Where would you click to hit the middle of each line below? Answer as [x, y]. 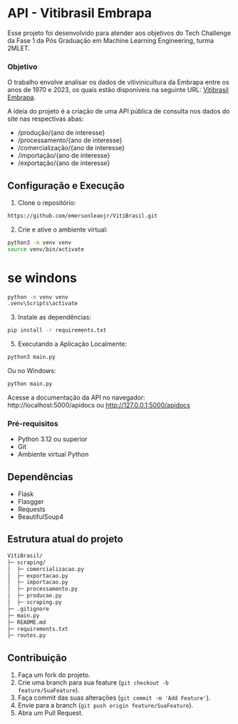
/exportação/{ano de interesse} [64, 163]
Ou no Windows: [32, 371]
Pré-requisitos [33, 423]
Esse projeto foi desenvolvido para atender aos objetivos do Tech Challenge [119, 33]
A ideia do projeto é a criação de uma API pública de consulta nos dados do [119, 111]
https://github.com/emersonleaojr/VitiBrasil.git [83, 216]
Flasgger [31, 502]
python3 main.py [31, 357]
